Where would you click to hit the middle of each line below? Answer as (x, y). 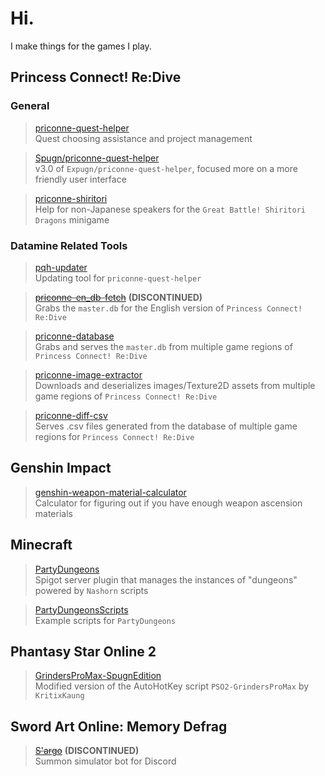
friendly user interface (80, 179)
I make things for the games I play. (81, 46)
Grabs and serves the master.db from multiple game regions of (163, 346)
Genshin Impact (61, 468)
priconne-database (74, 336)
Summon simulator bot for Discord (105, 761)
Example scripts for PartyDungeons (105, 620)
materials (53, 513)
